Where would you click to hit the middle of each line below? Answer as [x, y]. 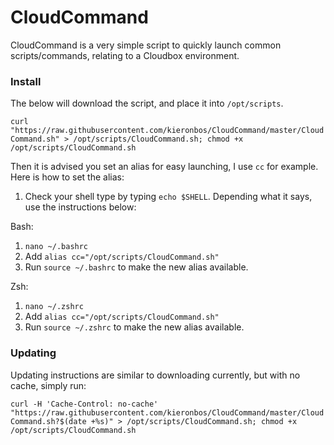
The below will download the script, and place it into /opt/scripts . [147, 103]
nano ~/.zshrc [54, 307]
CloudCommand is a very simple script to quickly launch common [146, 45]
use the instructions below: [80, 207]
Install [26, 81]
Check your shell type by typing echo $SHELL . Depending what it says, [168, 197]
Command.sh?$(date [48, 421]
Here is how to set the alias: [67, 177]
